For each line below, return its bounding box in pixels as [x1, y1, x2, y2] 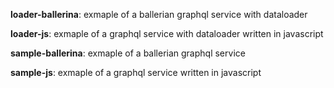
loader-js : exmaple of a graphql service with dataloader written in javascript [10, 28, 324, 39]
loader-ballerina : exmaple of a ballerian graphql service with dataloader [10, 9, 308, 20]
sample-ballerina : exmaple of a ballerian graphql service [10, 47, 246, 59]
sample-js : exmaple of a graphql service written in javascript [10, 67, 262, 78]
